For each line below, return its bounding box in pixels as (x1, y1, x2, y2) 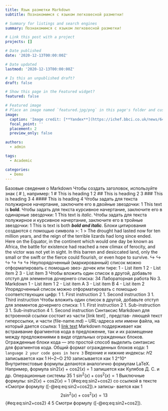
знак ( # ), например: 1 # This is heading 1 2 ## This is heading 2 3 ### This (5, 191, 163, 197)
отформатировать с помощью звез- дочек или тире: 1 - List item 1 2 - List (5, 265, 161, 271)
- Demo (9, 172, 23, 177)
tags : (5, 153, 16, 158)
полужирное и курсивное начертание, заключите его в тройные (5, 217, 143, 223)
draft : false (5, 80, 32, 85)
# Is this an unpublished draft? (5, 75, 75, 80)
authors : (5, 140, 23, 145)
